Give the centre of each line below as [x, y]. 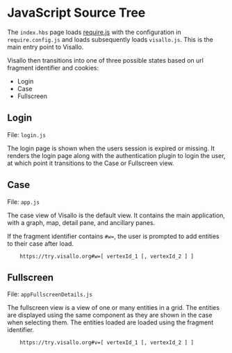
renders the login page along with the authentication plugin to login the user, [116, 155]
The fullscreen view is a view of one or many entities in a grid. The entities [114, 308]
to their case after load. [41, 243]
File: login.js [27, 134]
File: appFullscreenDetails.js [50, 295]
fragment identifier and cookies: [53, 68]
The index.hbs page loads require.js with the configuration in [94, 32]
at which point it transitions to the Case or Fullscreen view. [91, 163]
